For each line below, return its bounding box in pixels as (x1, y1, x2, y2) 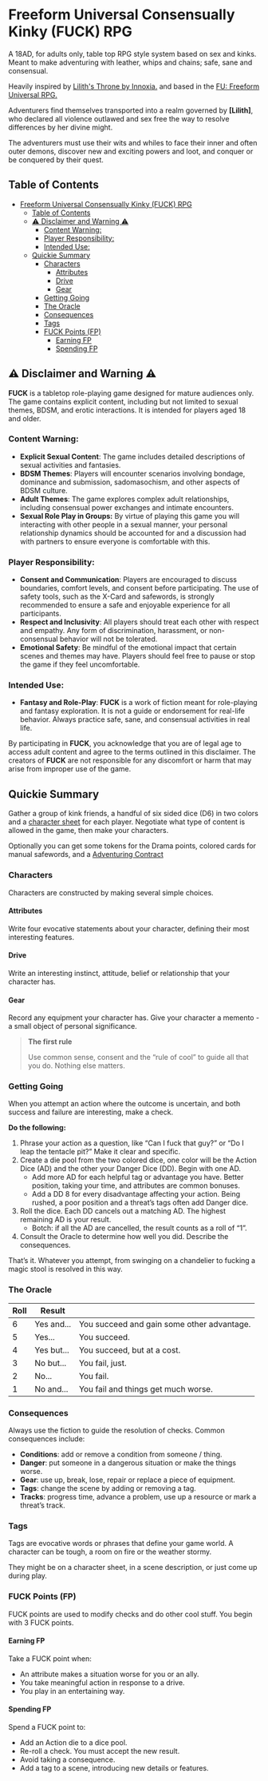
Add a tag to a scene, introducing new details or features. (19, 1763, 209, 1773)
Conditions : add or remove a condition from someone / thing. (19, 1449, 223, 1460)
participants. (19, 609, 61, 619)
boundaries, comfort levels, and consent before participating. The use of (19, 584, 259, 593)
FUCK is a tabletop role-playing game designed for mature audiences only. (8, 388, 254, 397)
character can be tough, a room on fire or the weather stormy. (8, 1547, 212, 1556)
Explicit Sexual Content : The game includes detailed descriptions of (19, 452, 246, 461)
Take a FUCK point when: (8, 1653, 92, 1663)
